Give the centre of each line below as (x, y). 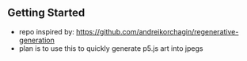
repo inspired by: (46, 31)
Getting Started (46, 13)
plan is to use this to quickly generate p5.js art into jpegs (111, 48)
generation (36, 40)
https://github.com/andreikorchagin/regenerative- (157, 31)
